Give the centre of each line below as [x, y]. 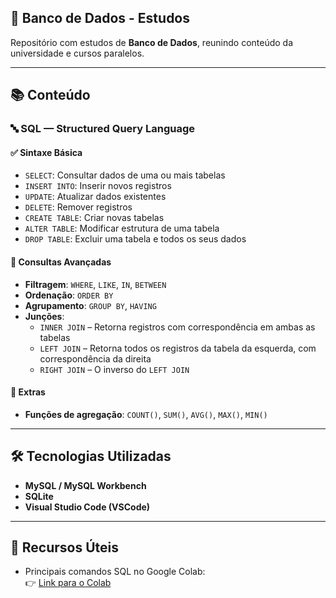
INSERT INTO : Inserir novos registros [98, 186]
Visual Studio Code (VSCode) [87, 507]
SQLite [39, 496]
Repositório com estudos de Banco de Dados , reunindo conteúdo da [152, 42]
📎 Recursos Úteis [64, 547]
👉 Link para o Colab [68, 583]
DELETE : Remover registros [78, 207]
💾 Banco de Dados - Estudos [100, 18]
